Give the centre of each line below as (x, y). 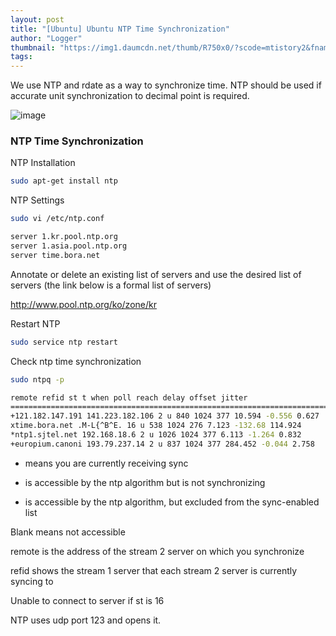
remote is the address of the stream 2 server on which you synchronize (157, 551)
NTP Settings (37, 200)
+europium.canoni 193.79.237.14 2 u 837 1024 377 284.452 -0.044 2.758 (162, 444)
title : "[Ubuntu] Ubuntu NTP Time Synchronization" (120, 29)
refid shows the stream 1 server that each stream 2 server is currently (154, 570)
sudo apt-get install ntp (64, 181)
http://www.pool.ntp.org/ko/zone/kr (83, 304)
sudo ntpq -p (37, 379)
